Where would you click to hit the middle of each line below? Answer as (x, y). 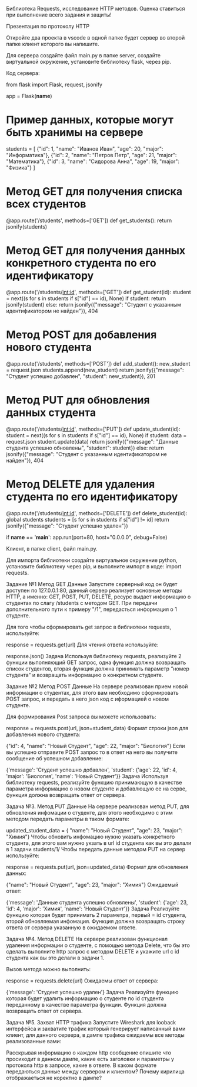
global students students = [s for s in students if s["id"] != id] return (88, 519)
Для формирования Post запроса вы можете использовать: (81, 717)
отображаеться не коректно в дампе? (54, 1078)
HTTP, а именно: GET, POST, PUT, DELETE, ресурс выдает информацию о (98, 597)
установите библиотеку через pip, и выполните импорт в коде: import (94, 566)
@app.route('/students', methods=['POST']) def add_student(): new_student (98, 363)
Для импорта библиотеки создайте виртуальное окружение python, (92, 560)
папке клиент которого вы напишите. (53, 44)
